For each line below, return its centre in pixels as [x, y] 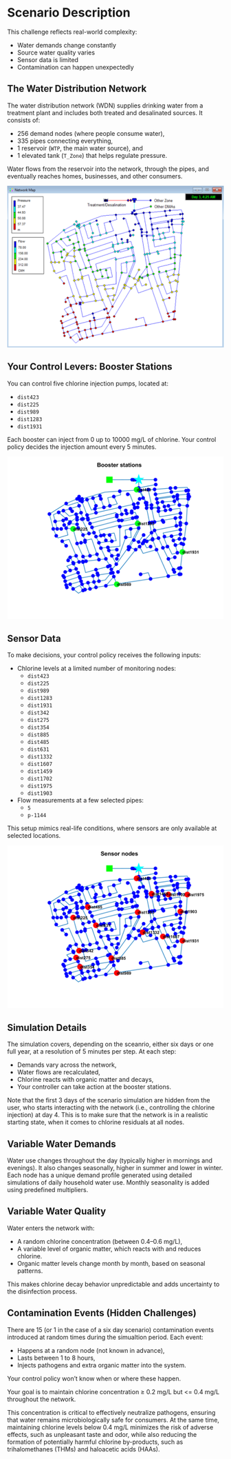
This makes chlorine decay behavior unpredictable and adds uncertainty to [113, 1284]
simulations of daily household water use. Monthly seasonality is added [108, 1183]
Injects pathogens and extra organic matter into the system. [102, 1365]
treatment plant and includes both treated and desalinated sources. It [105, 112]
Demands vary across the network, [67, 1065]
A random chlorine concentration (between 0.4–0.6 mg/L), [100, 1241]
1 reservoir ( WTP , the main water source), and [80, 148]
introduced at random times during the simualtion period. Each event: [106, 1337]
